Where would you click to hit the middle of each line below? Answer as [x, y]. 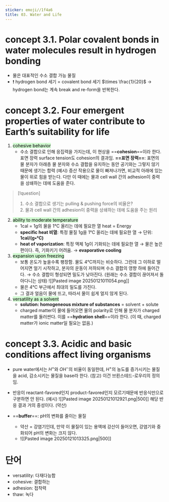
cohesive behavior [32, 146]
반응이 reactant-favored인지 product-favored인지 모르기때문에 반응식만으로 [88, 392]
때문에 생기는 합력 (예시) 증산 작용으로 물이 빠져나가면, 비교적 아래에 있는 [91, 171]
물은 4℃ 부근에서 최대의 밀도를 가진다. [58, 287]
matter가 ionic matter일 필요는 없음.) [57, 323]
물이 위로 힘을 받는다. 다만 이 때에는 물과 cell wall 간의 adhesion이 [85, 177]
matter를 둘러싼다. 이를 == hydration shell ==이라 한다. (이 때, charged [91, 317]
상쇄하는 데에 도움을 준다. [50, 183]
